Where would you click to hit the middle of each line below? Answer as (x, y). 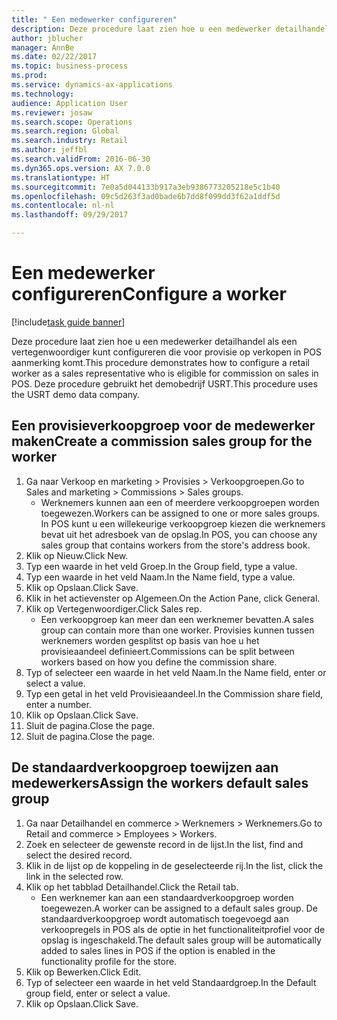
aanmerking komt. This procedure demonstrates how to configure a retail (160, 362)
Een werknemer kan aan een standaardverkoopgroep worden (167, 897)
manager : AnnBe (43, 47)
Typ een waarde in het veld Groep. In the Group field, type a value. (161, 566)
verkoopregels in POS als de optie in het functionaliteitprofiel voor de (183, 929)
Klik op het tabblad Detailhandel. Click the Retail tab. (132, 887)
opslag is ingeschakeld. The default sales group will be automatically (181, 940)
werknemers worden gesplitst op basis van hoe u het (150, 640)
